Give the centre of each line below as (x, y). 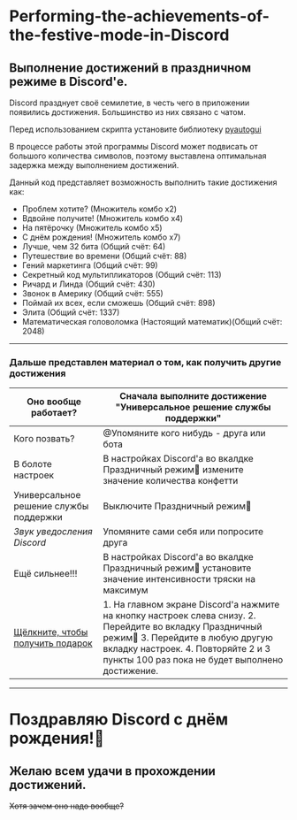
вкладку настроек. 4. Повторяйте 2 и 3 (187, 649)
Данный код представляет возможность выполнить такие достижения (143, 182)
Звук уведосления (53, 532)
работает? (54, 413)
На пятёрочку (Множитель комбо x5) (92, 228)
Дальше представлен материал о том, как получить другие (145, 362)
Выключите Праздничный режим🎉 (177, 506)
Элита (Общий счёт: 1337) (71, 312)
